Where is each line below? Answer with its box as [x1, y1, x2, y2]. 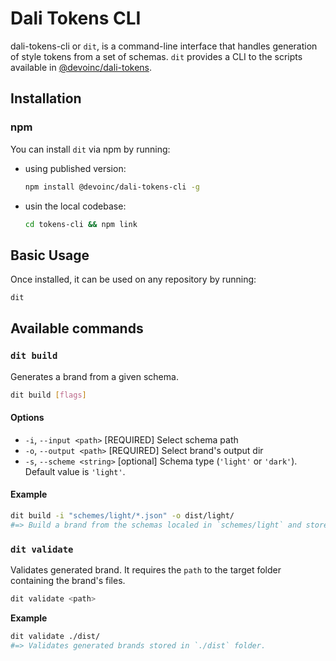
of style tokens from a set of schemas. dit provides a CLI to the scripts [10, 50, 303, 62]
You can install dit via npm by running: [10, 143, 171, 155]
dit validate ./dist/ [10, 631, 101, 641]
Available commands [10, 320, 144, 337]
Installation [10, 90, 82, 107]
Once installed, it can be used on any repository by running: [10, 273, 257, 286]
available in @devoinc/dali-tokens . [10, 61, 153, 73]
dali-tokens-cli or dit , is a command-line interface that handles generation [10, 40, 318, 52]
